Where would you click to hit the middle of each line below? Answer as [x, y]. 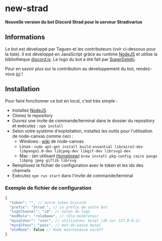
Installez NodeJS [29, 110]
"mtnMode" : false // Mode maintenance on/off [56, 230]
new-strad [27, 9]
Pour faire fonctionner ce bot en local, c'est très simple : [61, 101]
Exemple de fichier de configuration [48, 188]
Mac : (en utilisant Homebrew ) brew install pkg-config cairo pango [88, 155]
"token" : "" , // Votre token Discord [48, 203]
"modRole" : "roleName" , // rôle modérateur [54, 216]
